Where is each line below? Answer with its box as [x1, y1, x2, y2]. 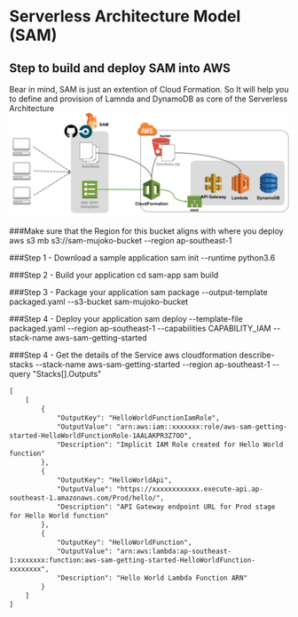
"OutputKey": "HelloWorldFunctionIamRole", [56, 413, 220, 423]
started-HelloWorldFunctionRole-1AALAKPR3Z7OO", [9, 431, 192, 441]
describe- [239, 349, 275, 361]
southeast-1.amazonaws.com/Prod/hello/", [9, 493, 165, 503]
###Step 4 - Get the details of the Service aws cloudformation [9, 349, 238, 361]
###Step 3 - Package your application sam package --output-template [9, 287, 268, 298]
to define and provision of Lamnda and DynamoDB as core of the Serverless [9, 93, 288, 104]
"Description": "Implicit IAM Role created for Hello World [56, 440, 284, 450]
